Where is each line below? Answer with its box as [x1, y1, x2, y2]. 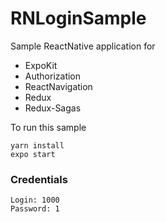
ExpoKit [24, 59, 58, 71]
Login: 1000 [10, 195, 60, 206]
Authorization [24, 70, 82, 82]
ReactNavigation [24, 80, 93, 92]
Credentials [10, 172, 68, 186]
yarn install [10, 140, 65, 151]
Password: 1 [10, 204, 60, 214]
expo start [10, 149, 56, 159]
